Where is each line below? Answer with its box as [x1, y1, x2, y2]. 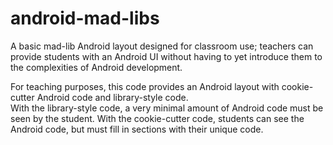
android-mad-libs [10, 7, 160, 30]
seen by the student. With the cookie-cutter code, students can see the [10, 112, 305, 124]
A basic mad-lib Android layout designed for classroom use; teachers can [10, 40, 314, 52]
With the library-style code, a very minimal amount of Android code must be [10, 102, 324, 114]
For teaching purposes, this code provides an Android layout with [10, 80, 280, 92]
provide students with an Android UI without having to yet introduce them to [10, 50, 323, 62]
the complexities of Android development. [10, 61, 183, 73]
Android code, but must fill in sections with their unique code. [10, 123, 264, 135]
